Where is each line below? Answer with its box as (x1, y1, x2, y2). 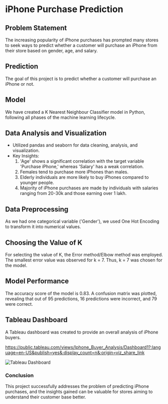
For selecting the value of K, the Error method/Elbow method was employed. (5, 252, 163, 258)
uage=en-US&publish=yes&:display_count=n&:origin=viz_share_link (5, 349, 145, 356)
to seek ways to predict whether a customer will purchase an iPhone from (5, 42, 157, 48)
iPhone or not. (5, 81, 35, 87)
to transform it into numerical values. (5, 224, 81, 230)
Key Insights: (12, 153, 39, 159)
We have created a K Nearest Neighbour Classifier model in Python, (5, 109, 145, 115)
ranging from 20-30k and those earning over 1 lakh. (20, 190, 127, 196)
